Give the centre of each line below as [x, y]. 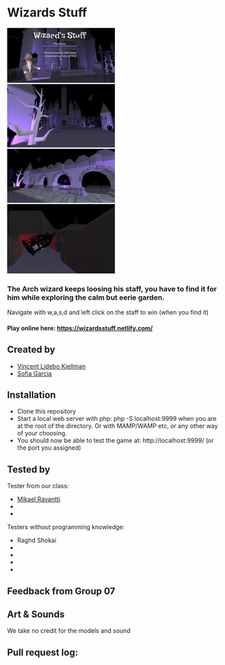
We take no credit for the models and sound [69, 631]
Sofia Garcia [35, 373]
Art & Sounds [36, 615]
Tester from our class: [38, 486]
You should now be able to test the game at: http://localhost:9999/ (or [115, 441]
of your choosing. [42, 433]
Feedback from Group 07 [61, 591]
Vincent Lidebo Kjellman [51, 366]
